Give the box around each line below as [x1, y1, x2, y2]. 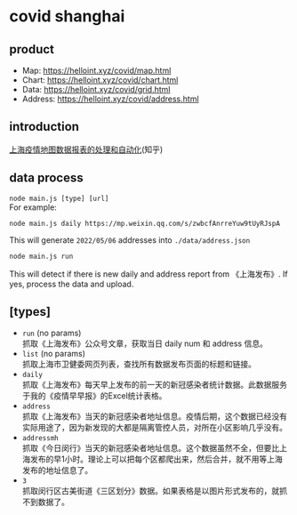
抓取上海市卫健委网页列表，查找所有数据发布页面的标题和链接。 [21, 358, 256, 370]
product [9, 42, 55, 57]
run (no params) [21, 327, 82, 339]
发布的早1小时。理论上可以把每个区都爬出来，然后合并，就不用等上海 [29, 454, 283, 464]
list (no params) [21, 349, 86, 359]
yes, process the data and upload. [9, 278, 134, 289]
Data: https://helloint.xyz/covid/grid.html [21, 84, 171, 94]
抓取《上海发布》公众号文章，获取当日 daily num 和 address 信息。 [21, 338, 269, 349]
